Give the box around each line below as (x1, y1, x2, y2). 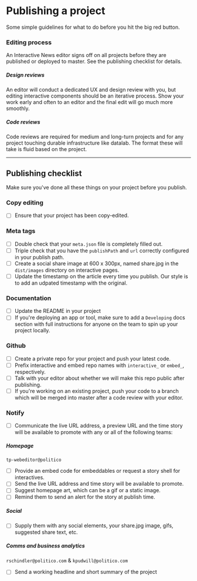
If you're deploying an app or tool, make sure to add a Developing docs (14, 314, 186, 321)
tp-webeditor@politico (6, 457, 62, 463)
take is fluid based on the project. (6, 146, 87, 153)
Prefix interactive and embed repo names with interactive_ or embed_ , (14, 362, 185, 369)
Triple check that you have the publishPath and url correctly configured (14, 247, 189, 254)
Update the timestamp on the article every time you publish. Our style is (14, 272, 189, 280)
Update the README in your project (14, 308, 101, 315)
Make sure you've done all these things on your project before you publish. (6, 183, 188, 191)
